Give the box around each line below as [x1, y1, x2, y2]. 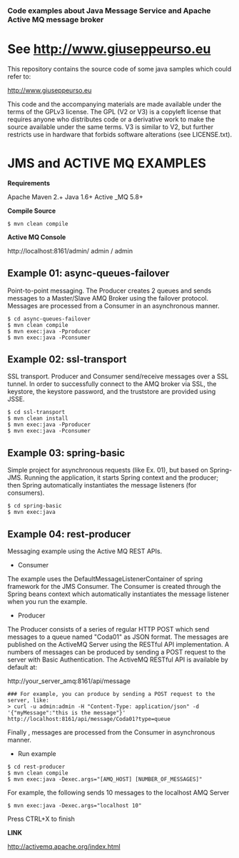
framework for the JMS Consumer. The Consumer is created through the [7, 582, 221, 591]
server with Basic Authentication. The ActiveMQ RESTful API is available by [7, 655, 228, 664]
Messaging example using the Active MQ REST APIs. [7, 547, 163, 555]
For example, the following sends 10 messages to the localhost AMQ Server [7, 788, 230, 797]
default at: [7, 663, 38, 672]
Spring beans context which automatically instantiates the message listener [7, 590, 230, 598]
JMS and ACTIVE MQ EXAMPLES [7, 156, 207, 171]
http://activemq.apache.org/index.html [7, 842, 121, 851]
